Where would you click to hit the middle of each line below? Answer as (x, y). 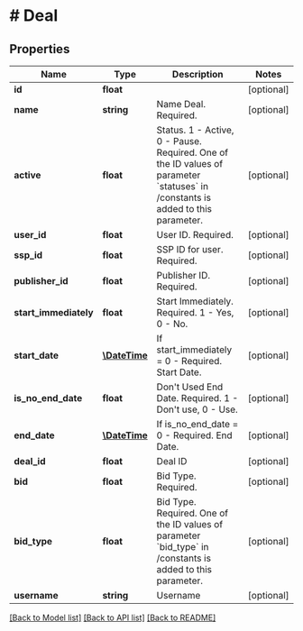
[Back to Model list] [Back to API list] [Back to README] (113, 617)
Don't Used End (190, 387)
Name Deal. (181, 104)
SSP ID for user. (190, 249)
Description (197, 74)
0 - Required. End (194, 435)
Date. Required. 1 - (197, 398)
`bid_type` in (183, 547)
